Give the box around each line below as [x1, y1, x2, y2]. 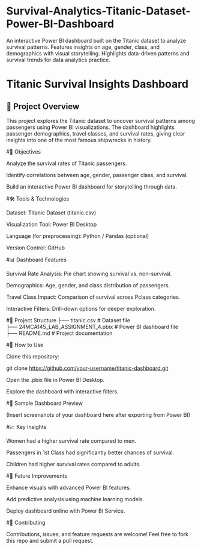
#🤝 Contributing [6, 519, 46, 526]
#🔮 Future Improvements [6, 472, 68, 480]
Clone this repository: [6, 352, 60, 360]
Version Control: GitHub [6, 244, 65, 251]
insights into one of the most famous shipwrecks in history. [6, 136, 152, 143]
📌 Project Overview [6, 101, 80, 111]
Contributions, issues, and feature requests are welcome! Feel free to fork [6, 530, 189, 537]
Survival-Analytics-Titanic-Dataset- [6, 4, 191, 18]
